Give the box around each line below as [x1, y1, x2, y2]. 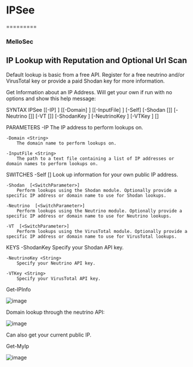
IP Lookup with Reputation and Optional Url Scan [6, 56, 188, 66]
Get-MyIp [6, 342, 29, 349]
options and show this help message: [6, 95, 96, 102]
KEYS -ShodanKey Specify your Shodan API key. [6, 243, 124, 251]
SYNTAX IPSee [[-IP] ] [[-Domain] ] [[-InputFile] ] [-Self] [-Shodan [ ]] [6, 106, 173, 113]
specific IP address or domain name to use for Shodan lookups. [6, 193, 167, 198]
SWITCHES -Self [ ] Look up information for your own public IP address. [6, 171, 178, 178]
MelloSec [6, 37, 33, 46]
